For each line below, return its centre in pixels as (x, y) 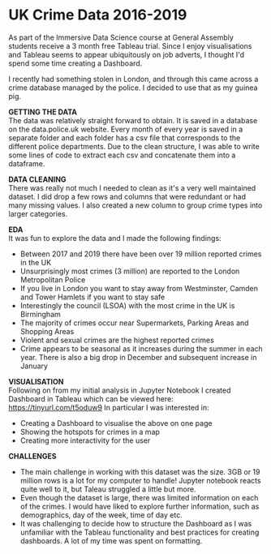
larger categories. (38, 213)
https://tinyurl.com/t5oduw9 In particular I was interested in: (109, 407)
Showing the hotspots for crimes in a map (90, 432)
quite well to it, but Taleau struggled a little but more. (108, 489)
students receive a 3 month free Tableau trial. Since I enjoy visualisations (130, 45)
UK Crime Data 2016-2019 (98, 15)
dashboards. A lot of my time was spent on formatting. (111, 540)
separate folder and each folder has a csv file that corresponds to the (125, 137)
